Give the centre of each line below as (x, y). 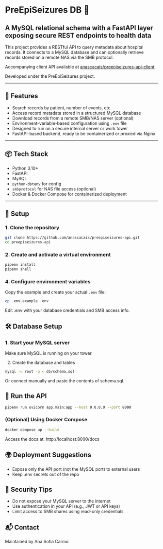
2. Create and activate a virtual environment (58, 255)
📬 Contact (22, 527)
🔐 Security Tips (29, 489)
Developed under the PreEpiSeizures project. (50, 76)
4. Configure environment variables (48, 282)
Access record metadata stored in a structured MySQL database (76, 113)
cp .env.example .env (27, 301)
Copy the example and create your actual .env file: (55, 292)
